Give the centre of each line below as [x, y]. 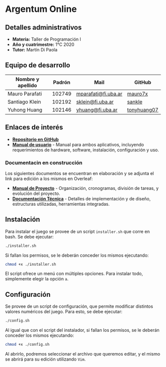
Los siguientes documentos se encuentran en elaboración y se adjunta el [80, 173]
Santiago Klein [24, 101]
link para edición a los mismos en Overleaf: [49, 179]
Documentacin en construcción [44, 163]
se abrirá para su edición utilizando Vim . [45, 359]
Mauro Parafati [25, 93]
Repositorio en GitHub [36, 139]
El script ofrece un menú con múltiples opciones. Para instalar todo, [74, 274]
